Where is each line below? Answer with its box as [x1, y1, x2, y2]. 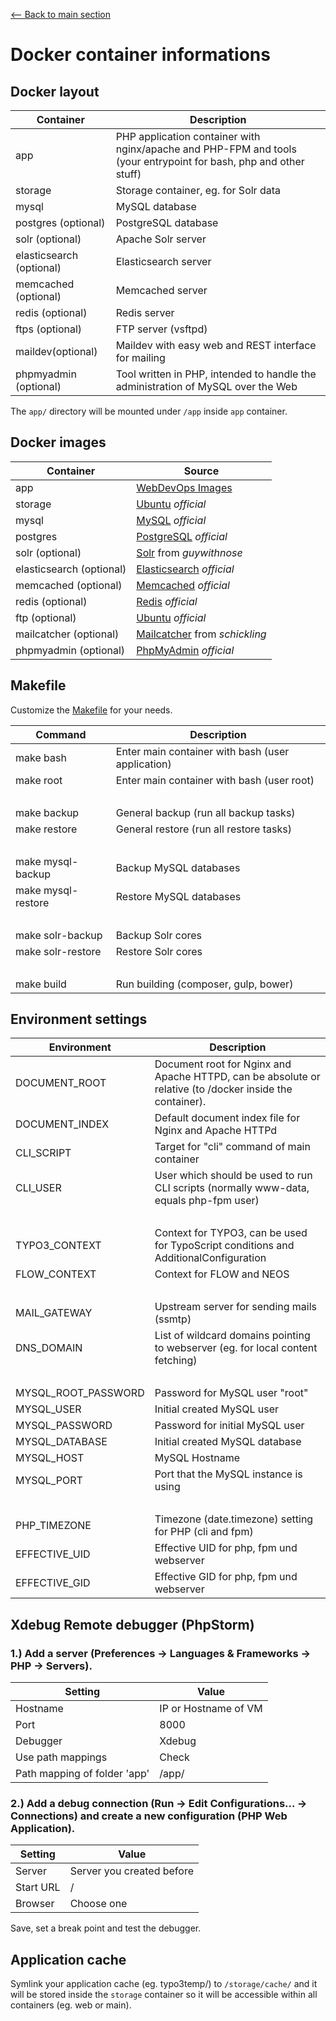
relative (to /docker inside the [154, 1082, 293, 1096]
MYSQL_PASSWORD [15, 1419, 113, 1433]
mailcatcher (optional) [15, 627, 120, 641]
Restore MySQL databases [115, 889, 242, 903]
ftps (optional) [15, 322, 83, 336]
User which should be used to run [154, 1169, 313, 1183]
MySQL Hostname [154, 1451, 241, 1465]
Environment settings [10, 1011, 148, 1028]
